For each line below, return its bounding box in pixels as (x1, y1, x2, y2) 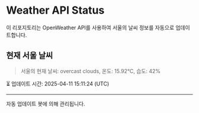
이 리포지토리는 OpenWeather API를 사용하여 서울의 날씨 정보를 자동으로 (6, 24, 175, 31)
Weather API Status (6, 4, 105, 17)
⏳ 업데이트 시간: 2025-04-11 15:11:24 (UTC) (6, 80, 110, 87)
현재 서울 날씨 (6, 51, 53, 61)
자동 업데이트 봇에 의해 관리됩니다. (6, 100, 85, 107)
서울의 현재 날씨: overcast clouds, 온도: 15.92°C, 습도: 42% (20, 67, 161, 74)
